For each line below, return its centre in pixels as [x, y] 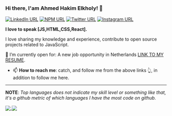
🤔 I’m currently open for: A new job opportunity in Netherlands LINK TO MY [84, 55]
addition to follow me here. [41, 78]
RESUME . [15, 60]
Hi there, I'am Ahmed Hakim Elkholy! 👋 [54, 8]
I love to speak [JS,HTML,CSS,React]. [46, 29]
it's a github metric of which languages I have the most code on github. [81, 98]
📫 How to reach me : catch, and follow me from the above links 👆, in [85, 70]
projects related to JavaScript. [37, 45]
